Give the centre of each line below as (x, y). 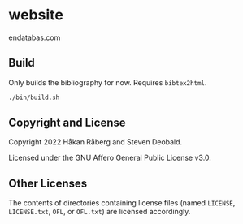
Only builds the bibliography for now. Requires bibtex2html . (108, 82)
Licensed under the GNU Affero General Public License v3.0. (110, 158)
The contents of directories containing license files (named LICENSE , (122, 203)
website (36, 15)
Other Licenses (48, 183)
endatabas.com (35, 37)
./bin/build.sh (34, 97)
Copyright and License (67, 123)
